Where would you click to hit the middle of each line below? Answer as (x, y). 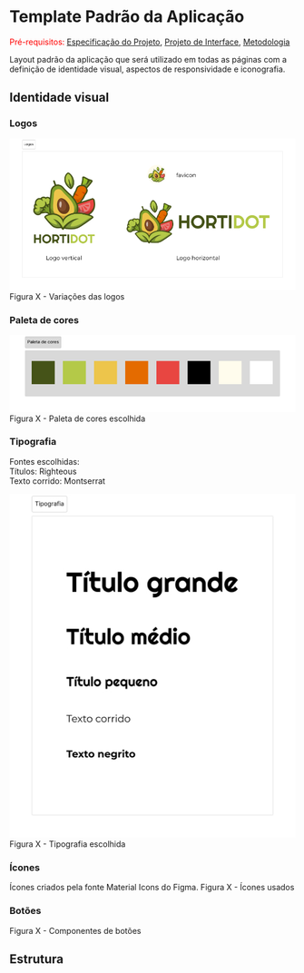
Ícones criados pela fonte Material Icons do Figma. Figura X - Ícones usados (152, 888)
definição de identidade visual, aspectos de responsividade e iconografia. (147, 69)
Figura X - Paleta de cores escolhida (78, 418)
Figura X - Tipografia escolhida (68, 844)
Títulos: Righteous (43, 471)
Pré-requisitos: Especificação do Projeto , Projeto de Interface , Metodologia (150, 42)
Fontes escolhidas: (44, 461)
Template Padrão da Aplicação (127, 17)
